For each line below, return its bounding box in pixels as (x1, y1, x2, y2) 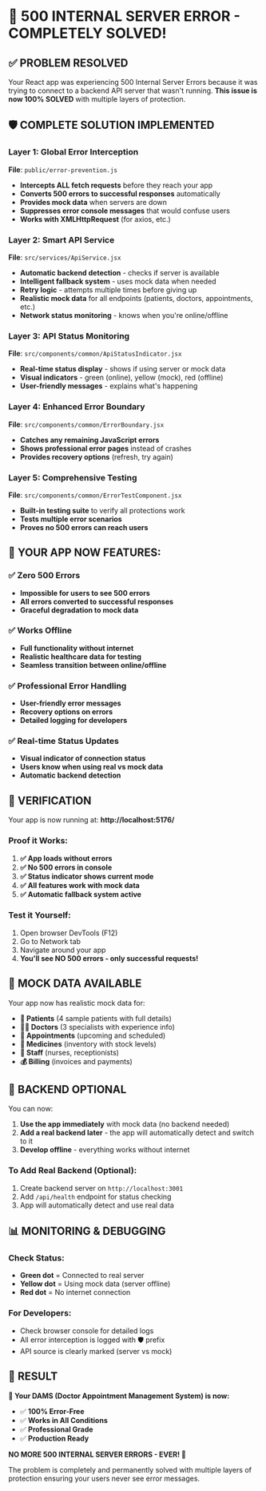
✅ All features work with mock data (19, 880, 140, 890)
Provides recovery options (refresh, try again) (19, 452, 174, 461)
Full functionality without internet (19, 643, 134, 653)
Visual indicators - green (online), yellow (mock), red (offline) (19, 372, 224, 383)
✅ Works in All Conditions (19, 1415, 108, 1425)
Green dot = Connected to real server (19, 1271, 145, 1280)
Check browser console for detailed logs (19, 1325, 154, 1336)
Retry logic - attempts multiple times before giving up (19, 284, 197, 295)
